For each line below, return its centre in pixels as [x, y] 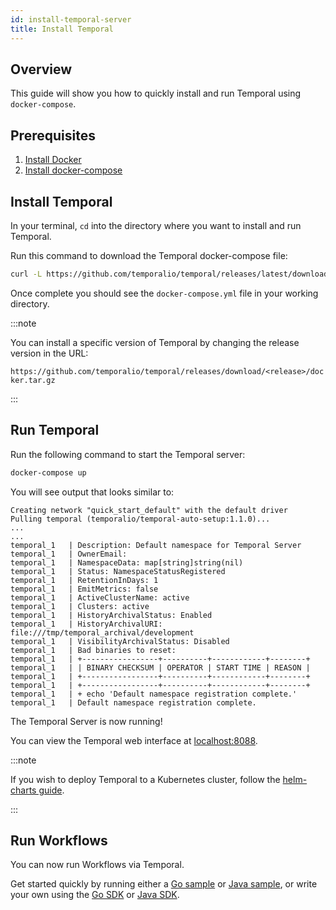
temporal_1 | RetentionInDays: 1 [84, 580]
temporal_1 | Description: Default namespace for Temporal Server [156, 545]
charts [23, 790]
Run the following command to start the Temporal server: [128, 454]
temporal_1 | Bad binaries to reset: [93, 650]
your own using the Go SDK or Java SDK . [95, 895]
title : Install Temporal [62, 29]
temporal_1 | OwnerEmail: [69, 554]
